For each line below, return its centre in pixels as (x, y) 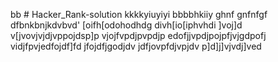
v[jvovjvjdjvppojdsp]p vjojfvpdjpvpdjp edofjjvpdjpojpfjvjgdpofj (138, 35)
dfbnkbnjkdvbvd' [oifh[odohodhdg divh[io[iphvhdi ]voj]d (126, 25)
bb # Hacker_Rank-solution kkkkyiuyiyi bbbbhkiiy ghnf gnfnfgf (139, 14)
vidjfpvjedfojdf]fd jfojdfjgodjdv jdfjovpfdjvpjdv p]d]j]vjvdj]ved (136, 46)
